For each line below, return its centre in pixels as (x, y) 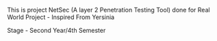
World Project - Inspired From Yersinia (61, 17)
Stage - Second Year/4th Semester (56, 30)
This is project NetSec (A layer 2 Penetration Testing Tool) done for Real (108, 10)
